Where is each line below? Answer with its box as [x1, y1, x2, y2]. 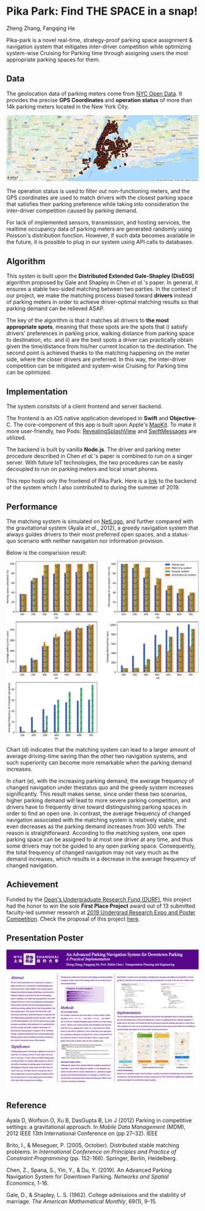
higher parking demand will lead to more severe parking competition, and [6, 797, 191, 804]
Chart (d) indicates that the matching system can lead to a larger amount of [6, 746, 196, 753]
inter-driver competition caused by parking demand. [6, 207, 138, 215]
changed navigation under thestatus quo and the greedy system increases [6, 784, 193, 791]
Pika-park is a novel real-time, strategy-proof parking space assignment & [6, 36, 193, 43]
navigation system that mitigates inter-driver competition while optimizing [6, 43, 191, 50]
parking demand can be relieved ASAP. [6, 305, 105, 313]
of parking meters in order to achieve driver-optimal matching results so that [6, 298, 198, 306]
